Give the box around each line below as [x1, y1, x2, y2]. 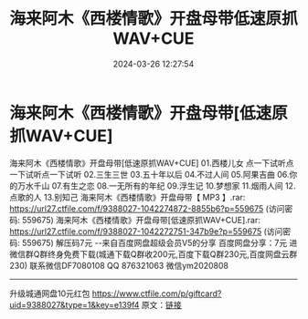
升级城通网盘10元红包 [9, 288, 90, 299]
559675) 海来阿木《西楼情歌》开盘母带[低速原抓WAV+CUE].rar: [21, 214, 260, 225]
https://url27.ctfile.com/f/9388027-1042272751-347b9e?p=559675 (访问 [9, 225, 283, 237]
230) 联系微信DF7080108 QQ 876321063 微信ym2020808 [9, 260, 228, 271]
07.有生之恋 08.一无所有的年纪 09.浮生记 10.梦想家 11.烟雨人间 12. [51, 180, 296, 191]
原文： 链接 [141, 299, 183, 310]
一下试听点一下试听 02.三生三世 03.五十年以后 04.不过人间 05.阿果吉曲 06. [9, 169, 290, 180]
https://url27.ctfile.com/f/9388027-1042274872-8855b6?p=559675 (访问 [9, 202, 285, 214]
